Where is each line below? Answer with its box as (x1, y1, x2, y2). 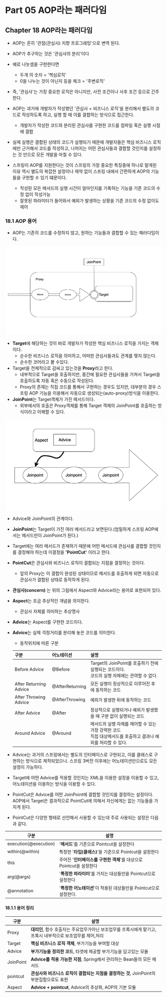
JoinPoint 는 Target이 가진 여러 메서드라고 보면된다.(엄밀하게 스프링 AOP (12, 526, 155, 532)
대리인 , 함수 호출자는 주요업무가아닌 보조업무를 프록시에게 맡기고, (30, 926, 157, 932)
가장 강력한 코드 (90, 727, 121, 733)
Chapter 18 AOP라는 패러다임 (5, 26, 93, 34)
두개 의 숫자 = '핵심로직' (19, 72, 67, 78)
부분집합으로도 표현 (30, 977, 69, 983)
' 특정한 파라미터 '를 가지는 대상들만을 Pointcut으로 (59, 870, 156, 877)
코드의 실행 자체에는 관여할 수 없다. (90, 673, 158, 679)
